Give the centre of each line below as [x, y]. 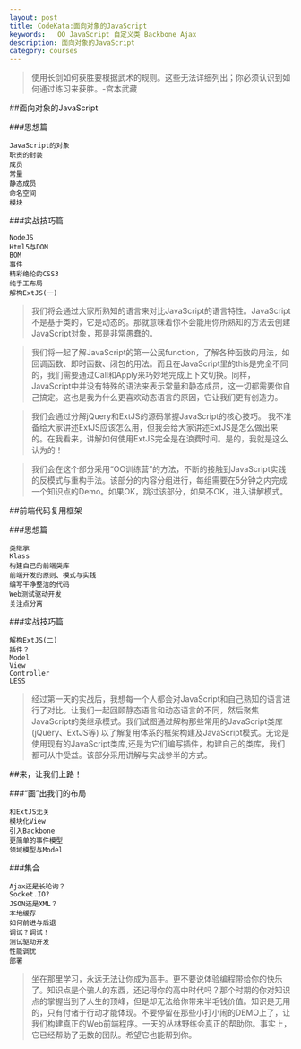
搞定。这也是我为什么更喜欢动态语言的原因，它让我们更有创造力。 [161, 398]
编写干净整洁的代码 [39, 585]
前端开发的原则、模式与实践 [53, 575]
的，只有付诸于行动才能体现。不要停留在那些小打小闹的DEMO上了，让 [161, 1013]
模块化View [28, 822]
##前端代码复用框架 [46, 511]
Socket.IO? [30, 895]
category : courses [43, 51]
